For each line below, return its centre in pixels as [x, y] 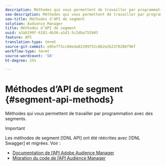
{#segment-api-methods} [60, 100]
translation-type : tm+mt [31, 42]
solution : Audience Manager [34, 24]
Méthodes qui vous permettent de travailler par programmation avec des [79, 113]
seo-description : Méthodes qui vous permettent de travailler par [75, 14]
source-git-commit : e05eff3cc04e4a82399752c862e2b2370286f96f [70, 47]
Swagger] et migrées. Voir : [33, 143]
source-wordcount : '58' [30, 56]
